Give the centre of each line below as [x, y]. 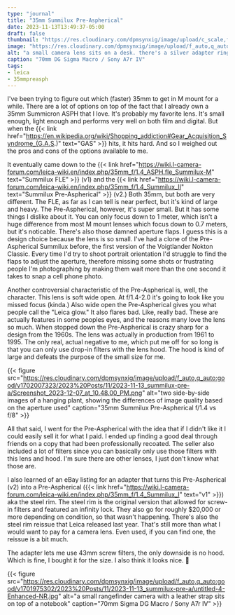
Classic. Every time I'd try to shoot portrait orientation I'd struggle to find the [117, 254]
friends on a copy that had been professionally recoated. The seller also [111, 444]
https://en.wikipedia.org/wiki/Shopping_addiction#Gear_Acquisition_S [126, 136]
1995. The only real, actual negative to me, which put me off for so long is [113, 342]
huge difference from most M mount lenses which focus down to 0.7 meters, [117, 224]
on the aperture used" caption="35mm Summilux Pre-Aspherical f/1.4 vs [112, 408]
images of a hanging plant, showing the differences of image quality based [115, 400]
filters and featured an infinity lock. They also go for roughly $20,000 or [117, 510]
